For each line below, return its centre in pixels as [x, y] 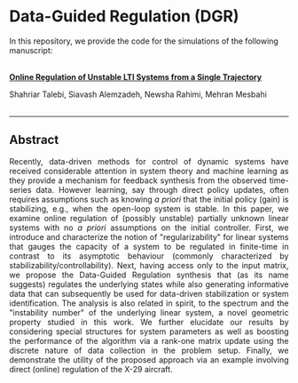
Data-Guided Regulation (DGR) [124, 16]
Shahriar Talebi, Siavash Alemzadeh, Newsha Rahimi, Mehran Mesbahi [138, 94]
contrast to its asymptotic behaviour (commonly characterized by [149, 256]
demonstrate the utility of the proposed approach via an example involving [149, 359]
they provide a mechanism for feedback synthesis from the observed [138, 180]
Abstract [34, 140]
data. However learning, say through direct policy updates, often [162, 189]
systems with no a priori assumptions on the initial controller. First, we [149, 227]
